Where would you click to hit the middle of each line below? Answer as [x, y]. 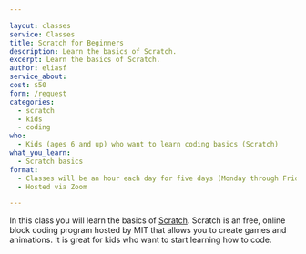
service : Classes [42, 34]
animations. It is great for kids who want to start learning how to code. [141, 240]
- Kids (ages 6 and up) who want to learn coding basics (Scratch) [148, 145]
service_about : [38, 77]
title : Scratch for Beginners [67, 43]
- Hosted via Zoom [53, 187]
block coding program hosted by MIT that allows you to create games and [148, 230]
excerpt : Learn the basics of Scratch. [85, 60]
